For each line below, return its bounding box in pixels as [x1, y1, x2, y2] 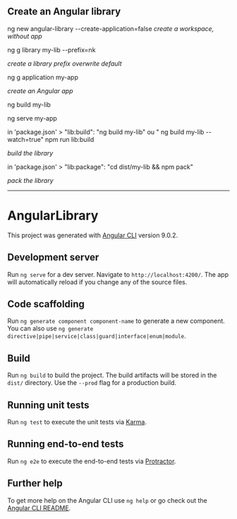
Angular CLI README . [7, 503, 71, 512]
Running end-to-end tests [7, 438, 124, 451]
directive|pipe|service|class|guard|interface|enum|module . [7, 332, 186, 340]
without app [7, 32, 42, 40]
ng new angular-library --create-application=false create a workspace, [7, 24, 214, 32]
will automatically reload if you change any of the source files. [7, 278, 188, 286]
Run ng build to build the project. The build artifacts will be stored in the [7, 371, 217, 380]
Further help [7, 477, 63, 489]
